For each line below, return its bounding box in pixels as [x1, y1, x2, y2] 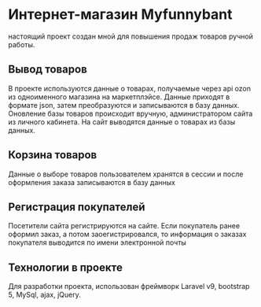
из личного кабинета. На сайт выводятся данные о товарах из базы [8, 117, 236, 127]
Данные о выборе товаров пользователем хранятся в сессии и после [8, 169, 244, 179]
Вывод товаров [8, 63, 88, 76]
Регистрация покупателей [8, 200, 145, 213]
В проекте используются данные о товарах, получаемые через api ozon [8, 83, 252, 93]
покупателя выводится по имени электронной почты [8, 238, 187, 247]
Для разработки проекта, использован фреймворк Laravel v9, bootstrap [8, 282, 250, 291]
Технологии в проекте [8, 261, 123, 274]
